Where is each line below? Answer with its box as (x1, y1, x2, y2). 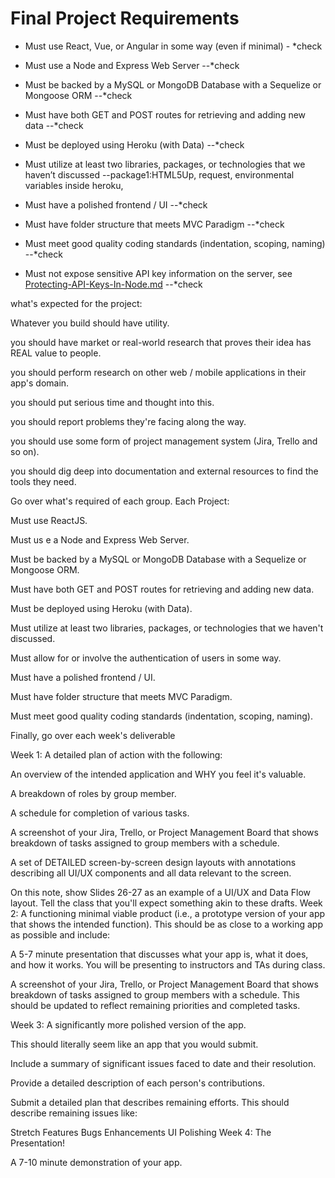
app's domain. (10, 377, 70, 389)
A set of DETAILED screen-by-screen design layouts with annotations (10, 856, 297, 868)
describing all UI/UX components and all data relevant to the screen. (10, 867, 292, 879)
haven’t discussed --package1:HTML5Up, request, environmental (24, 168, 295, 181)
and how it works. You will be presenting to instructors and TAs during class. (10, 958, 326, 971)
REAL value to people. (10, 347, 102, 359)
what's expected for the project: (10, 297, 143, 309)
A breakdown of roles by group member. (10, 787, 177, 799)
